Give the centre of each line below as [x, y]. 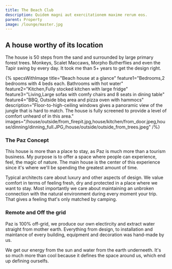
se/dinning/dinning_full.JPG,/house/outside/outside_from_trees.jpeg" [78, 127]
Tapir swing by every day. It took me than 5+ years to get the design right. [83, 68]
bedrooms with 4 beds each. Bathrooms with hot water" [64, 84]
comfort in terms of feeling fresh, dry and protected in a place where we [81, 183]
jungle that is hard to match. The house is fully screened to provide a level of [86, 111]
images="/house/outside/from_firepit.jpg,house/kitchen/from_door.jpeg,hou [85, 122]
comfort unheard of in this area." [40, 116]
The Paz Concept [27, 140]
